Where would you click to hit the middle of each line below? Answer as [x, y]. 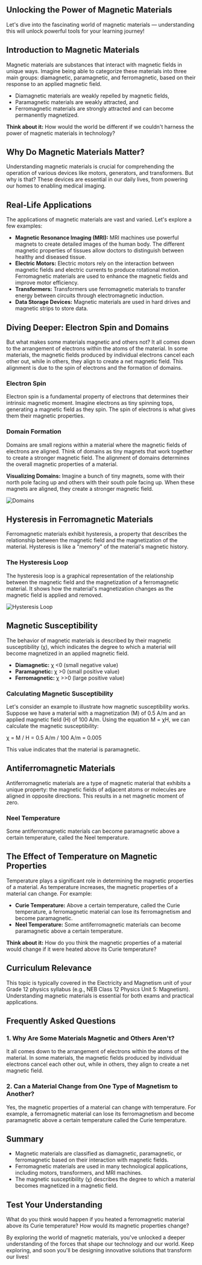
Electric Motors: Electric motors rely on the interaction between [94, 263]
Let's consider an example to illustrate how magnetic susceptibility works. [98, 706]
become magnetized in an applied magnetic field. [68, 653]
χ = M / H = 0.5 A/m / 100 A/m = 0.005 [54, 737]
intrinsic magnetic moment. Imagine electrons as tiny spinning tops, [90, 403]
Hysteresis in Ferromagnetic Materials [80, 520]
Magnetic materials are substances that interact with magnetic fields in [94, 64]
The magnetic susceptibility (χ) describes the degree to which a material [105, 1179]
